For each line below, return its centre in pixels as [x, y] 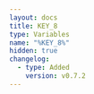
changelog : [30, 59]
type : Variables [39, 34]
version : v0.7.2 [56, 76]
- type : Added [43, 68]
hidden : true [34, 51]
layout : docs [34, 17]
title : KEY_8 [34, 26]
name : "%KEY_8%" [39, 43]
